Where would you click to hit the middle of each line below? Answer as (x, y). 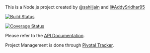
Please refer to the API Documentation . (45, 36)
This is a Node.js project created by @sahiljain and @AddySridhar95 (75, 7)
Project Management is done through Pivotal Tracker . (60, 45)
